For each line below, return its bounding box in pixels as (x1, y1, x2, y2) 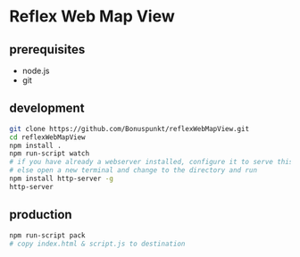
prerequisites (9, 42, 86, 57)
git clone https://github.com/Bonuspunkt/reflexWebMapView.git (9, 124, 250, 133)
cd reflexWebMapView (9, 132, 87, 142)
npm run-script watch (9, 149, 90, 158)
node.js (21, 65, 51, 76)
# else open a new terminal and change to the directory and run (9, 166, 257, 175)
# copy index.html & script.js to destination (9, 239, 186, 248)
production (9, 207, 73, 222)
